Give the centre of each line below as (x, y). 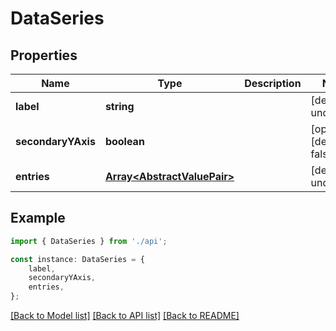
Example (38, 218)
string (119, 106)
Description (273, 83)
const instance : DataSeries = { (77, 259)
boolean (124, 141)
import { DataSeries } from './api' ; (89, 241)
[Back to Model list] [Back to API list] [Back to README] (125, 316)
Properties (44, 55)
